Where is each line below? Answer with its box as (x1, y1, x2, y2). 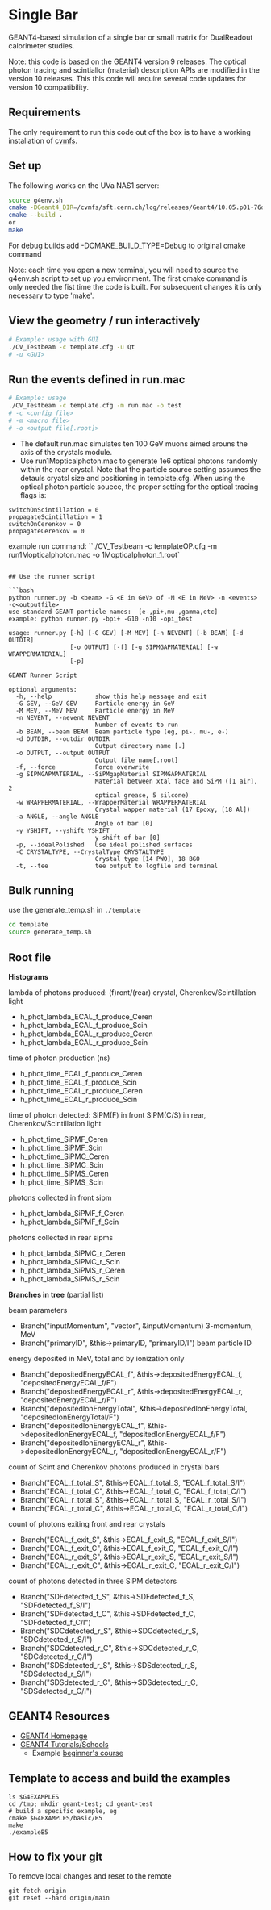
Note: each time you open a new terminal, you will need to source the (8, 265, 240, 274)
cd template (8, 921, 48, 929)
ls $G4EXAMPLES (8, 1793, 60, 1801)
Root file (8, 951, 52, 964)
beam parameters (8, 1305, 68, 1314)
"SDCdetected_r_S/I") (19, 1634, 93, 1644)
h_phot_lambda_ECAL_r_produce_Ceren (19, 1029, 153, 1039)
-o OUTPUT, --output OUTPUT (15, 749, 110, 757)
